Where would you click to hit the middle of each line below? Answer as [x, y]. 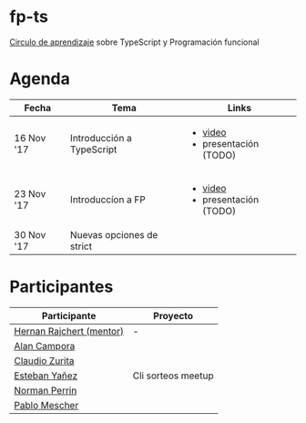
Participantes [61, 287]
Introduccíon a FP [107, 200]
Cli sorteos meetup [173, 376]
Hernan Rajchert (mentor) [69, 331]
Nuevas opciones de [114, 234]
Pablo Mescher [46, 405]
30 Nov [30, 234]
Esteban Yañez [46, 376]
